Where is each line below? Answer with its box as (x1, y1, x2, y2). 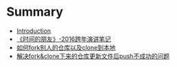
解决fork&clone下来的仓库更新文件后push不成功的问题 (16, 52, 169, 60)
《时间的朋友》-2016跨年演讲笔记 (16, 35, 111, 43)
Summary (6, 4, 63, 20)
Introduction (16, 27, 51, 35)
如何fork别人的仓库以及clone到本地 (16, 43, 116, 51)
